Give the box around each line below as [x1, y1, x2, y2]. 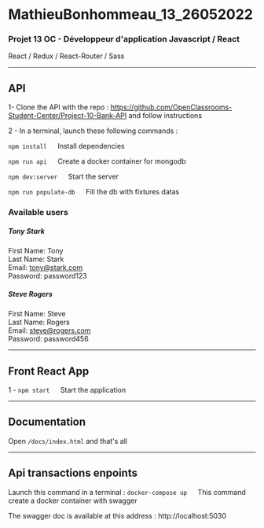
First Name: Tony [8, 246, 64, 256]
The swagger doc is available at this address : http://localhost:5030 [8, 511, 226, 520]
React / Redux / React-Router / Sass [8, 51, 125, 61]
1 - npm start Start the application [8, 385, 126, 394]
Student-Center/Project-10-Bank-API [8, 111, 127, 120]
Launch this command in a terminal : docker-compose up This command [8, 487, 246, 497]
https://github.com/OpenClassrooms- [110, 102, 233, 112]
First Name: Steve [8, 309, 66, 319]
